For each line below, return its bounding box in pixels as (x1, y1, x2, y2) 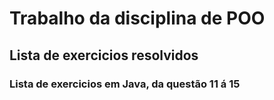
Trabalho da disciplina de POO (9, 7, 266, 30)
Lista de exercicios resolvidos (9, 47, 199, 64)
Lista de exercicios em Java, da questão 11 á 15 (9, 77, 241, 91)
